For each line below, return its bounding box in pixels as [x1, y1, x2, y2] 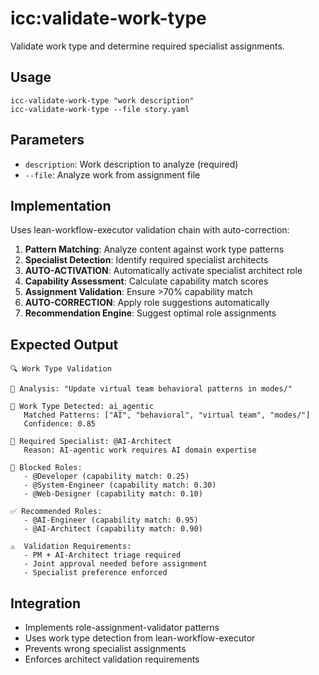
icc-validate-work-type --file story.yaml [10, 104, 190, 114]
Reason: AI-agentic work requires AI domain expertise [23, 445, 257, 456]
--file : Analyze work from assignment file [24, 168, 201, 181]
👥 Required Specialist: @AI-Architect [10, 437, 172, 447]
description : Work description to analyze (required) [24, 158, 239, 170]
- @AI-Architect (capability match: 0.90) [23, 524, 203, 534]
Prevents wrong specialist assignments [24, 643, 187, 654]
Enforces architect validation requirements [24, 653, 200, 665]
